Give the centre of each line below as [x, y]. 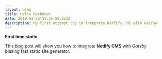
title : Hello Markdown [28, 14]
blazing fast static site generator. [38, 51]
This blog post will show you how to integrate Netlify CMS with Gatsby [76, 46]
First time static [21, 37]
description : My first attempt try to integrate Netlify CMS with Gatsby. [82, 23]
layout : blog [18, 9]
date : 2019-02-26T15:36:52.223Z [38, 18]
